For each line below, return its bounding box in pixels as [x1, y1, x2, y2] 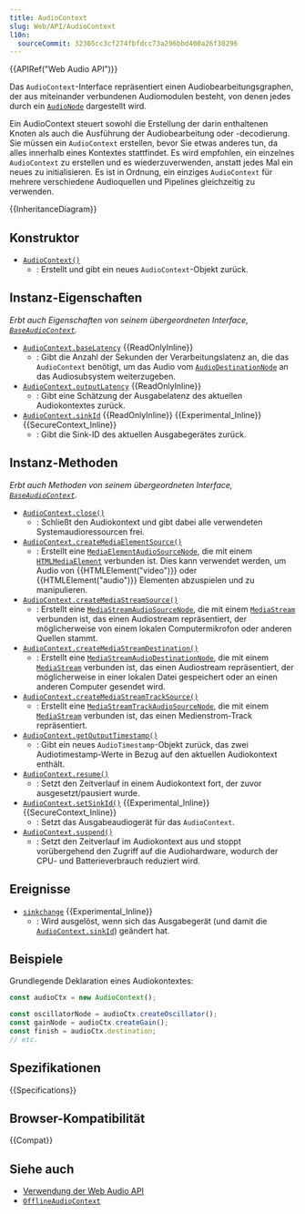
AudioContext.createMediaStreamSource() [22, 596, 178, 605]
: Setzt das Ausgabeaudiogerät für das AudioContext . [36, 816, 235, 827]
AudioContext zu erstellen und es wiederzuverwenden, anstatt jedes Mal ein [9, 157, 294, 168]
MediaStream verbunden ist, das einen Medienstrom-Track [36, 709, 253, 720]
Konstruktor [9, 230, 80, 246]
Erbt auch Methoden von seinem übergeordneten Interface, [9, 479, 233, 490]
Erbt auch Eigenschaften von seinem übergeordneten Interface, [9, 314, 249, 325]
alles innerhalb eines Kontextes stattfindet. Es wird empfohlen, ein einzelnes [9, 148, 295, 158]
